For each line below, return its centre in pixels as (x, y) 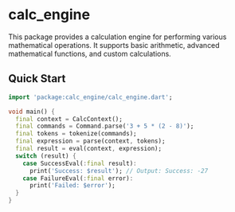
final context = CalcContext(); (69, 119)
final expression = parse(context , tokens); (90, 141)
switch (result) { (46, 156)
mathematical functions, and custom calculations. (90, 53)
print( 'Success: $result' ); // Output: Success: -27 (119, 171)
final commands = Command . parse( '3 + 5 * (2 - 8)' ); (105, 126)
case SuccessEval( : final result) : (80, 163)
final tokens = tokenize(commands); (76, 134)
